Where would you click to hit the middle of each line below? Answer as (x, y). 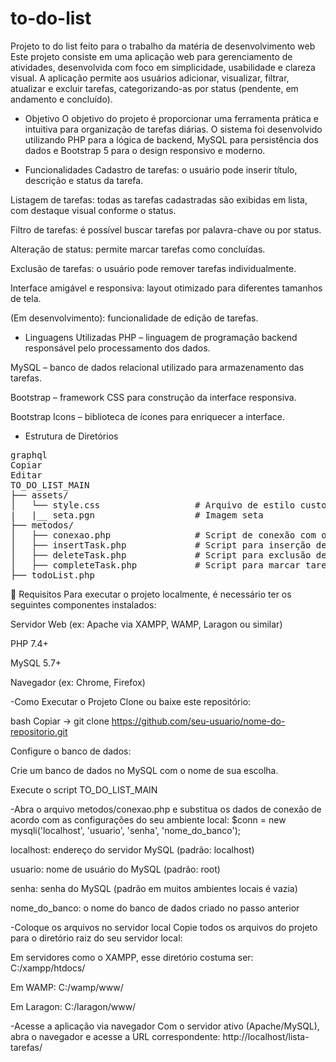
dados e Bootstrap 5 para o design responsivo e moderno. (145, 150)
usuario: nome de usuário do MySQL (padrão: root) (115, 869)
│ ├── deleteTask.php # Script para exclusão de (168, 555)
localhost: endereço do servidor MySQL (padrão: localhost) (132, 849)
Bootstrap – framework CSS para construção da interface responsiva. (153, 397)
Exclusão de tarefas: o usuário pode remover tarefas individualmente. (153, 268)
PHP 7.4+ (29, 643)
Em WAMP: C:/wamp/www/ (67, 987)
